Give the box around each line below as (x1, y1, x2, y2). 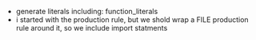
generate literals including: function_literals (15, 7, 158, 16)
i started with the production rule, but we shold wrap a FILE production (15, 15, 250, 24)
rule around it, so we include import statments (15, 24, 168, 32)
